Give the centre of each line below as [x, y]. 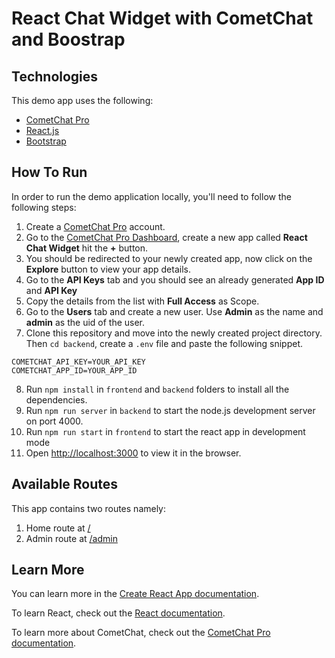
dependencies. [56, 399]
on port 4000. [54, 421]
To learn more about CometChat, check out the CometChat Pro [141, 633]
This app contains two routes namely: [89, 508]
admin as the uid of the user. [85, 322]
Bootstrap [46, 141]
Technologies [55, 76]
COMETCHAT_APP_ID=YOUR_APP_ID [74, 370]
